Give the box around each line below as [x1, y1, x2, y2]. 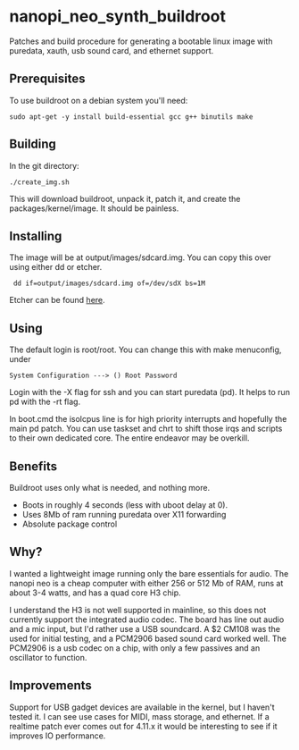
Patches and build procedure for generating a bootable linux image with [9, 36, 273, 46]
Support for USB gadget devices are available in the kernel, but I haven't [9, 702, 275, 712]
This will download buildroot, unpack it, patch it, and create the [9, 193, 241, 204]
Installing [9, 228, 62, 243]
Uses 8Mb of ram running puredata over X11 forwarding [21, 510, 227, 519]
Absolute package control [21, 518, 118, 529]
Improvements [9, 678, 92, 694]
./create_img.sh [9, 177, 70, 187]
